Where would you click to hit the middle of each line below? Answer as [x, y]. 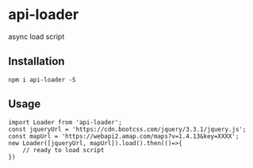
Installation [36, 61]
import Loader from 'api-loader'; [65, 122]
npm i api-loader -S [42, 80]
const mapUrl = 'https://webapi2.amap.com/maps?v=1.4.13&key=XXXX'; [124, 136]
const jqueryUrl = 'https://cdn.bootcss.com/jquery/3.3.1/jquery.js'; [127, 129]
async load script [36, 36]
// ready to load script [63, 150]
